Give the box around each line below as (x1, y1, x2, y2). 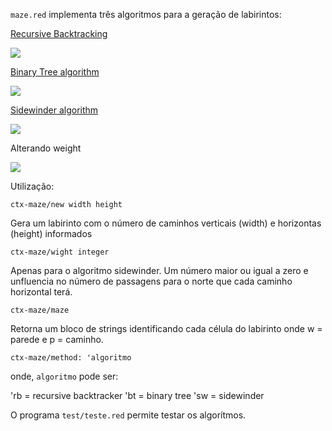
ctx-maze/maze (10, 305, 70, 315)
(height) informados (10, 228, 93, 239)
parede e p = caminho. (10, 334, 104, 345)
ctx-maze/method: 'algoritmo (10, 353, 132, 363)
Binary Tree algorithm (10, 66, 100, 78)
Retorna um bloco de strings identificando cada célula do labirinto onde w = (10, 323, 323, 334)
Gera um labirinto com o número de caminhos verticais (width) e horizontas (10, 217, 322, 229)
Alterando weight (10, 142, 82, 154)
